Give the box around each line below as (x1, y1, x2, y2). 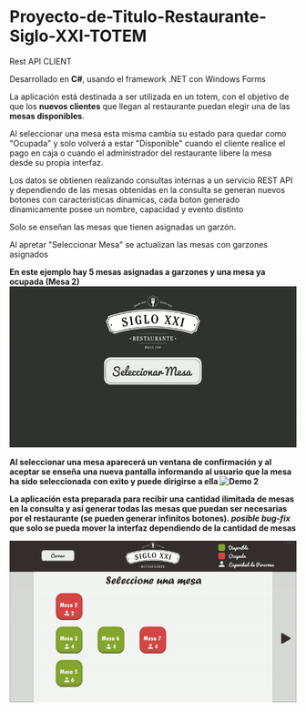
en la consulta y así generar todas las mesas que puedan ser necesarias (9, 503, 288, 514)
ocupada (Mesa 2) (9, 276, 80, 287)
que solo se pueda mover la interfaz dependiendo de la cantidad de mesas (9, 523, 297, 534)
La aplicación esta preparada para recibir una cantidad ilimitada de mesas (9, 493, 294, 504)
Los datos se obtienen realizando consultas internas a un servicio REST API (9, 175, 293, 186)
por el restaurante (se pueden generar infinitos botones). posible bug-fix (9, 513, 291, 524)
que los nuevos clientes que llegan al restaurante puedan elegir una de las (9, 100, 291, 111)
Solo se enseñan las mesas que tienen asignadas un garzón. (9, 221, 237, 232)
